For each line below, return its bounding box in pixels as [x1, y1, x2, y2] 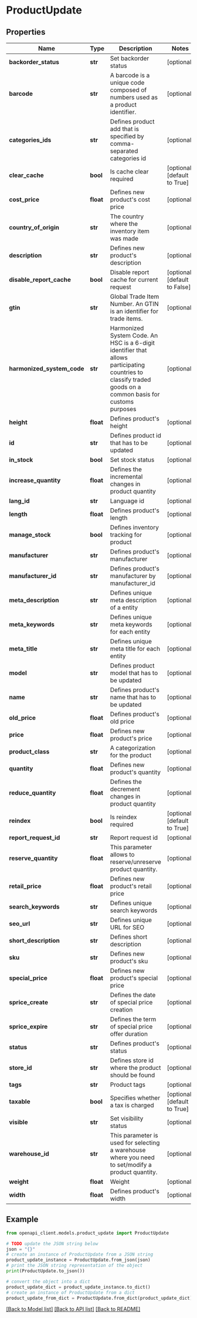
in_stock [9, 456, 33, 463]
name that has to [110, 693, 157, 701]
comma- [110, 139, 135, 148]
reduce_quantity [9, 789, 56, 797]
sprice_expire [9, 1023, 48, 1030]
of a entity [110, 603, 138, 612]
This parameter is [110, 1132, 158, 1139]
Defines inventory [110, 523, 159, 531]
